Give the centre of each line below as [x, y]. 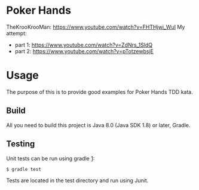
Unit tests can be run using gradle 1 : [50, 158]
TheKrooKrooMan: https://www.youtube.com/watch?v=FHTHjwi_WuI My [96, 27]
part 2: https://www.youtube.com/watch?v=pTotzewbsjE [84, 51]
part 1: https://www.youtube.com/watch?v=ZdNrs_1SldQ [84, 45]
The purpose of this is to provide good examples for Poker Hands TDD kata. [99, 92]
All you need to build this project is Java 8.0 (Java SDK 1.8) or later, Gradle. [98, 125]
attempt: [16, 33]
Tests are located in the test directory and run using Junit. [77, 180]
